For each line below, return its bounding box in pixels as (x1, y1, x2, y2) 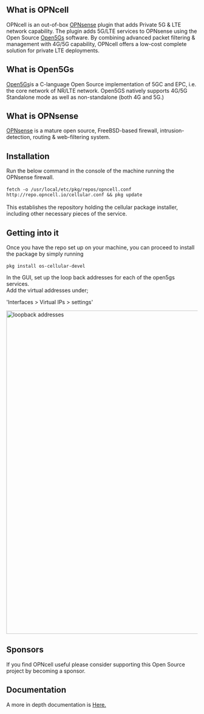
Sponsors (6, 645, 44, 655)
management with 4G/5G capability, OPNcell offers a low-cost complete (6, 40, 187, 47)
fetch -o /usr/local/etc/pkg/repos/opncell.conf (6, 186, 132, 193)
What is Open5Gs (6, 64, 74, 75)
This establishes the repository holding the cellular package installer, (6, 203, 178, 211)
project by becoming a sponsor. (6, 667, 86, 675)
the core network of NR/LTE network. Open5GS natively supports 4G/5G (6, 87, 188, 94)
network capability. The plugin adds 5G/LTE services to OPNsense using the (6, 27, 197, 35)
